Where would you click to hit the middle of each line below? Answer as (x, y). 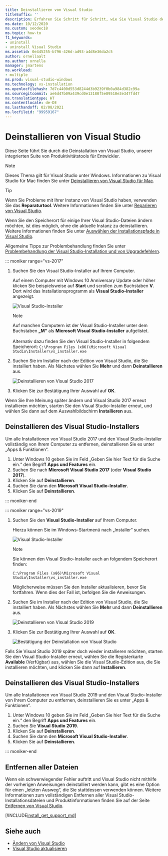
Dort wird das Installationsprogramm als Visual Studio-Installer (78, 291)
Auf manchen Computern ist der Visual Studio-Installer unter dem (80, 325)
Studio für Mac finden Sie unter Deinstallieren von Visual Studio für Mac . (80, 180)
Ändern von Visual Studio (38, 843)
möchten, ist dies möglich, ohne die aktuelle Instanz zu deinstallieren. (77, 225)
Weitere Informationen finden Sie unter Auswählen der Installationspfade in (82, 231)
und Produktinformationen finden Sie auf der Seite (98, 800)
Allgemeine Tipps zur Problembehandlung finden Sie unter (65, 246)
